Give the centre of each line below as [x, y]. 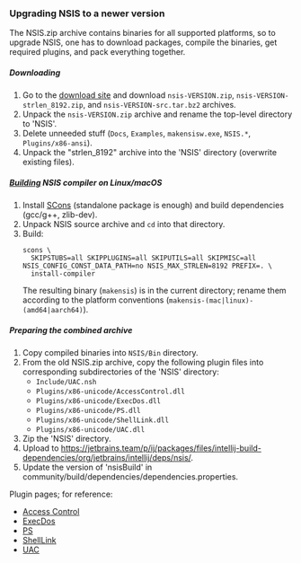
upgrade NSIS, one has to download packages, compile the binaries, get [143, 42]
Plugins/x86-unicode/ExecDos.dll [98, 401]
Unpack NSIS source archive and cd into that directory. [124, 224]
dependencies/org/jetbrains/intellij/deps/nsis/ [106, 458]
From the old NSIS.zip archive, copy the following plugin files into [143, 363]
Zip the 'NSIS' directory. [66, 439]
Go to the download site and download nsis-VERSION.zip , [128, 95]
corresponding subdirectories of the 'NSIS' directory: [121, 372]
